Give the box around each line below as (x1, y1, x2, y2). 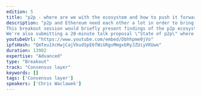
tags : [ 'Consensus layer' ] (6, 75, 74, 81)
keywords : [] (6, 70, 39, 76)
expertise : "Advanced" (6, 53, 63, 59)
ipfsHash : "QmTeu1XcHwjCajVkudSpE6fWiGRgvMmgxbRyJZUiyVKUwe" (6, 42, 162, 48)
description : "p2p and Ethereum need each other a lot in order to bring (6, 20, 194, 26)
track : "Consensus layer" (6, 64, 71, 70)
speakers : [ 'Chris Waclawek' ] (6, 81, 82, 87)
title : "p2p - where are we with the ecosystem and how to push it (6, 14, 178, 20)
